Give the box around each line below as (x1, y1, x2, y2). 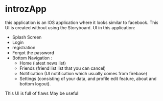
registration (12, 44, 36, 50)
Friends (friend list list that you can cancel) (19, 65, 106, 71)
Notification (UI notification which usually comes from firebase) (19, 70, 148, 76)
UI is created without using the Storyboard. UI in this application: (5, 24, 136, 30)
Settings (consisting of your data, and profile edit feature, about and (19, 76, 157, 81)
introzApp (5, 3, 47, 15)
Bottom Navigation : (12, 55, 52, 61)
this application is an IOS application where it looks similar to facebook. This (5, 20, 159, 25)
